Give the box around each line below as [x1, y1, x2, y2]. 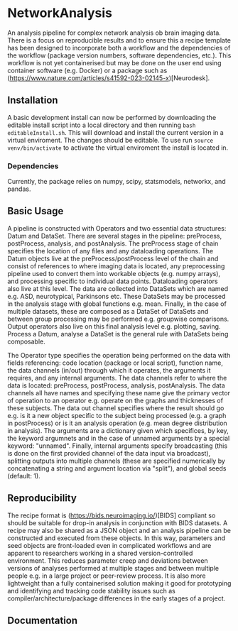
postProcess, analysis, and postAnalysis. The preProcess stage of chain [7, 239, 219, 248]
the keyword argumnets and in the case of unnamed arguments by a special [7, 434, 230, 442]
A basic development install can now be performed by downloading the [7, 113, 217, 121]
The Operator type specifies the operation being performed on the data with [7, 351, 231, 359]
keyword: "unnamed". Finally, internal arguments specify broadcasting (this [7, 441, 228, 450]
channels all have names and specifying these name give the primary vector [7, 388, 231, 397]
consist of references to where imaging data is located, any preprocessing [7, 261, 225, 270]
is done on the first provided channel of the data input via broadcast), [7, 449, 211, 457]
